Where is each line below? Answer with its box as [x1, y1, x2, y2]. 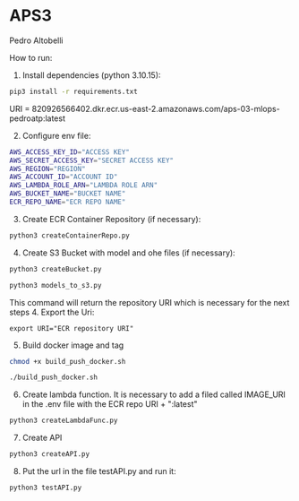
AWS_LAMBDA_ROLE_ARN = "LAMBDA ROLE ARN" [9, 181, 158, 190]
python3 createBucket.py [9, 264, 102, 273]
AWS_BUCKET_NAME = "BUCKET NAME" [9, 189, 126, 198]
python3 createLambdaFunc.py [9, 416, 118, 426]
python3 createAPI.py [9, 450, 90, 459]
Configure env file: [21, 130, 91, 141]
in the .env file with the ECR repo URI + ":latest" [21, 399, 199, 410]
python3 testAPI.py [9, 483, 82, 493]
